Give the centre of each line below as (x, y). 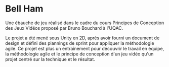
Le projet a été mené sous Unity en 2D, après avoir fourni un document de (82, 38)
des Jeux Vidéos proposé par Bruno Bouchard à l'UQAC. (64, 28)
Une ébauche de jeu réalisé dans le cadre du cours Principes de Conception (85, 23)
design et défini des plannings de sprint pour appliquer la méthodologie (80, 43)
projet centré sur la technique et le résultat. (50, 59)
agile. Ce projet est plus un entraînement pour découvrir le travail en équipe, (85, 48)
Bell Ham (24, 9)
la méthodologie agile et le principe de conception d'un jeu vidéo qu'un (79, 54)
